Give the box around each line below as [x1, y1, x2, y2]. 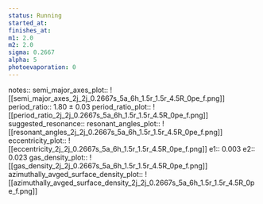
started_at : [8, 19, 48, 27]
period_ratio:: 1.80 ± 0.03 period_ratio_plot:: [8, 102, 152, 111]
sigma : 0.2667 [8, 48, 56, 56]
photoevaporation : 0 [8, 64, 77, 71]
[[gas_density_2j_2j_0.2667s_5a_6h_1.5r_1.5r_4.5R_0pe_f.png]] [8, 160, 208, 171]
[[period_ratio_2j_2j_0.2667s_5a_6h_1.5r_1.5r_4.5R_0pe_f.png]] [8, 110, 209, 120]
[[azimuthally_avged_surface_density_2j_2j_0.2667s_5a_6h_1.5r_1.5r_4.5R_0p [8, 178, 255, 187]
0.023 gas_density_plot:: [8, 152, 88, 162]
